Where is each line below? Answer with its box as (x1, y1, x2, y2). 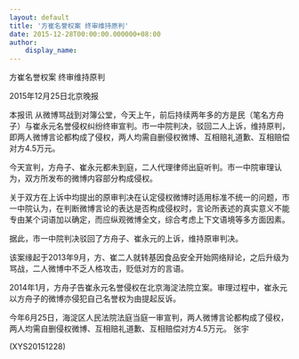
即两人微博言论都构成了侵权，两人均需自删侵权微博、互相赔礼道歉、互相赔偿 (9, 132, 290, 143)
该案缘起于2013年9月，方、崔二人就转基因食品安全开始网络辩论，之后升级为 (9, 252, 289, 263)
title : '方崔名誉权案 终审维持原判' (9, 21, 129, 30)
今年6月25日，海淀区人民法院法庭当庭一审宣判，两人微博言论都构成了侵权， (9, 313, 289, 323)
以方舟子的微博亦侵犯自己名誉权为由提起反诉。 (9, 293, 181, 304)
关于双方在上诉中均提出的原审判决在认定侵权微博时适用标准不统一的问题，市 (9, 192, 290, 203)
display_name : (25, 46, 77, 55)
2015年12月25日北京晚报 (9, 91, 100, 102)
